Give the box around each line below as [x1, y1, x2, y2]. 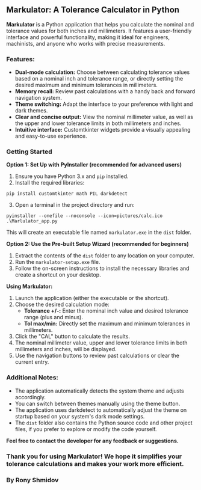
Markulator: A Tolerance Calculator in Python [6, 5, 179, 15]
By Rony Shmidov [6, 476, 59, 484]
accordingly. [14, 393, 46, 400]
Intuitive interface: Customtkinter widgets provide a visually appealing [14, 126, 191, 133]
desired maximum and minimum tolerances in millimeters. [14, 81, 158, 89]
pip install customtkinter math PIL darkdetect [6, 191, 128, 197]
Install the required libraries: [14, 179, 85, 186]
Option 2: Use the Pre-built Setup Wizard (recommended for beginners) [6, 240, 190, 248]
